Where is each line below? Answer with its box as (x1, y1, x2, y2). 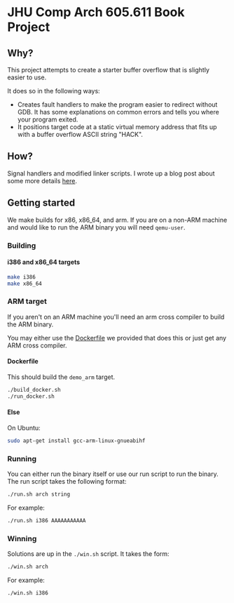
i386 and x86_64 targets (7, 258, 81, 267)
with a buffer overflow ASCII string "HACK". (17, 131, 144, 138)
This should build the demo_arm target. (7, 373, 116, 381)
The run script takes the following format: (7, 477, 127, 486)
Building (7, 240, 36, 250)
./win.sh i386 (7, 590, 49, 597)
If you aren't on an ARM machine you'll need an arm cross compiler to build (7, 312, 225, 321)
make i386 (7, 273, 36, 281)
